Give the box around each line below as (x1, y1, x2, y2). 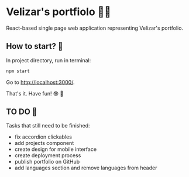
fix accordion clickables (14, 133, 72, 140)
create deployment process (14, 152, 81, 159)
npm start (6, 68, 30, 74)
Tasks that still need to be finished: (6, 122, 90, 129)
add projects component (14, 140, 74, 147)
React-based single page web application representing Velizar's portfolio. (6, 24, 183, 31)
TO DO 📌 (6, 107, 37, 117)
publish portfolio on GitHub (14, 158, 80, 165)
